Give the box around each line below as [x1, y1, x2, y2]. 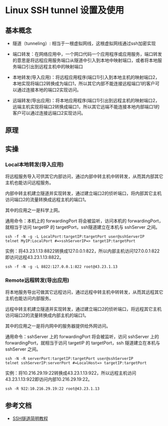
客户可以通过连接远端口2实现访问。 [12, 110, 86, 116]
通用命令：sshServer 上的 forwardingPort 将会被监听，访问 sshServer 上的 [5, 334, 159, 340]
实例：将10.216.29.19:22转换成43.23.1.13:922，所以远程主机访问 [5, 370, 136, 376]
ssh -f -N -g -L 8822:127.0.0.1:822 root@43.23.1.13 [5, 264, 118, 269]
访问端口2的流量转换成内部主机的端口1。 [5, 312, 89, 319]
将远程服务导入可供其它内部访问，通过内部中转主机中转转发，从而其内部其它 [5, 174, 163, 180]
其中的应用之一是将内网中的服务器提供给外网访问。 [5, 323, 111, 329]
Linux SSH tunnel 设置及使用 [5, 5, 124, 16]
